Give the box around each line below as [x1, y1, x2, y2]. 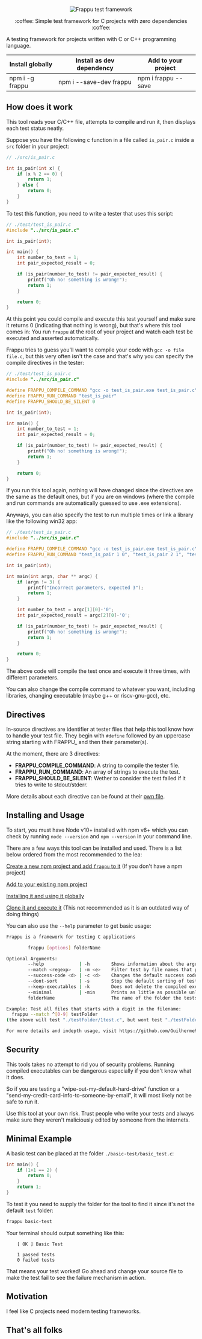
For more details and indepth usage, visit [6, 1028, 117, 1034]
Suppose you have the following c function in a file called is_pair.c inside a [6, 136, 194, 143]
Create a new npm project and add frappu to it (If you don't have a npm [6, 862, 183, 870]
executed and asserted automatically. [6, 335, 99, 342]
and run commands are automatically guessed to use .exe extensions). [6, 499, 182, 507]
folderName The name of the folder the [28, 995, 182, 1001]
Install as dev [75, 56, 115, 65]
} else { [17, 182, 39, 188]
